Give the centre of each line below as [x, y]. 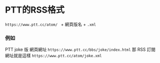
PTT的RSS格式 [35, 10]
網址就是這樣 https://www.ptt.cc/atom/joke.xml [54, 56]
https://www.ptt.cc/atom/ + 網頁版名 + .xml [50, 24]
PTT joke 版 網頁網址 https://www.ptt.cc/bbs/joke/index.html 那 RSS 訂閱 [80, 49]
